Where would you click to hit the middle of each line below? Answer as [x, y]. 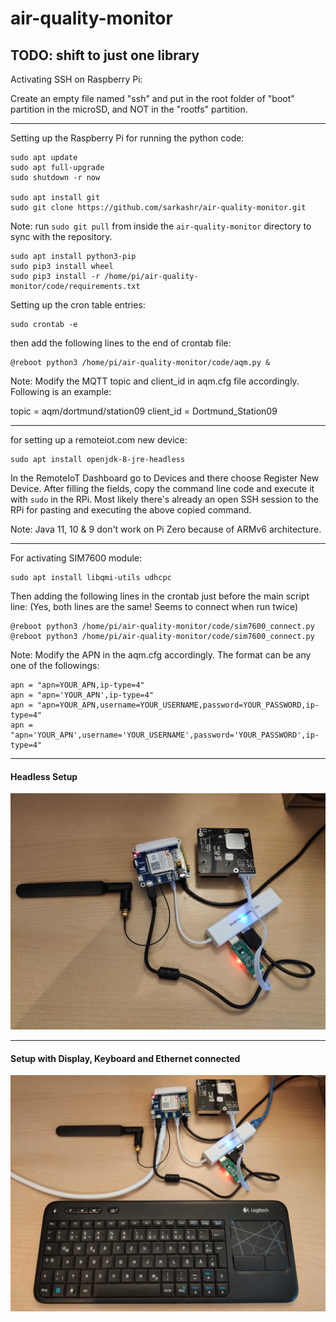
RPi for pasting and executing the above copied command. [131, 510]
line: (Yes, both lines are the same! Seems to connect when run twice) [154, 606]
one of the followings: [55, 665]
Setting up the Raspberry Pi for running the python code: [127, 138]
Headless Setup [44, 776]
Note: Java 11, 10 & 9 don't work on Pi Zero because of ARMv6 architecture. [166, 529]
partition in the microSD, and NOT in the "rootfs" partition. [129, 109]
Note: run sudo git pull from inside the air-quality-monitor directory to [161, 226]
